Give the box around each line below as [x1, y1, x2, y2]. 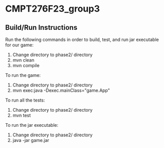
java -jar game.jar [12, 137, 49, 143]
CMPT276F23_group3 [5, 3, 100, 15]
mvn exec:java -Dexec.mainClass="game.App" [12, 87, 110, 93]
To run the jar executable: [5, 122, 59, 128]
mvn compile [12, 63, 40, 68]
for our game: [5, 42, 34, 48]
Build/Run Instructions [5, 23, 78, 32]
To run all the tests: [5, 97, 45, 103]
